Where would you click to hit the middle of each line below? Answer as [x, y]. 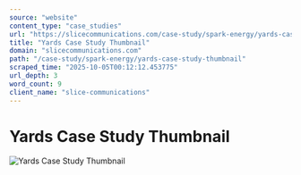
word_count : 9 [36, 84]
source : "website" [43, 17]
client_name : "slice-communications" [80, 92]
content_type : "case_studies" [66, 26]
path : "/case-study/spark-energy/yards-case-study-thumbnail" [128, 59]
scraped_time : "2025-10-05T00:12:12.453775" [94, 68]
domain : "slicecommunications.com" [76, 51]
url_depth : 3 [34, 76]
